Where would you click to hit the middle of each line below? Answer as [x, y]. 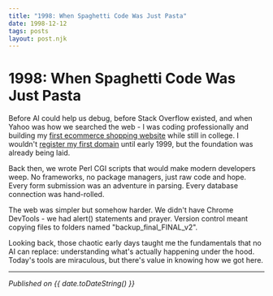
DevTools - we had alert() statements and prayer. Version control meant [128, 219]
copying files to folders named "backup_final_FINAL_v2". [103, 227]
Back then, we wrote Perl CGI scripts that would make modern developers [132, 169]
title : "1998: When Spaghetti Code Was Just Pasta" [97, 16]
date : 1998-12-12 [38, 24]
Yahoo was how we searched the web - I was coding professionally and [129, 127]
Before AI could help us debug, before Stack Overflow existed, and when [131, 118]
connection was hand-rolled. [56, 195]
